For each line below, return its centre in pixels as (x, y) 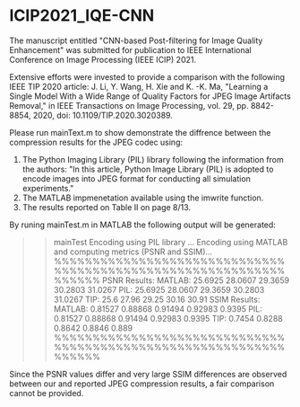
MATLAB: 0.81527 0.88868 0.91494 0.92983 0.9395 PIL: (158, 309)
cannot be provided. (47, 393)
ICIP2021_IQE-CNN (82, 16)
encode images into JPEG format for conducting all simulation (136, 178)
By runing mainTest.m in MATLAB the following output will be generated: (142, 225)
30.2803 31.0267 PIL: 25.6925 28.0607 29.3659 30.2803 (159, 289)
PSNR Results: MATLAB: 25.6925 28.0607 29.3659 (196, 280)
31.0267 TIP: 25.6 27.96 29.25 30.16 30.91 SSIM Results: (157, 299)
